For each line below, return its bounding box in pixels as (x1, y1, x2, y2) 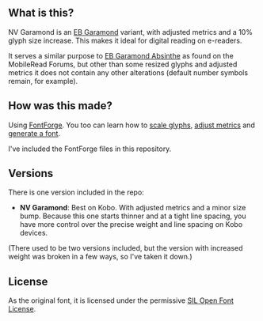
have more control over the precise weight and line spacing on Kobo (19, 220, 243, 229)
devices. (19, 228, 48, 238)
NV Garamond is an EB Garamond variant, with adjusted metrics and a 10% (8, 27, 253, 36)
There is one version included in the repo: (8, 187, 144, 197)
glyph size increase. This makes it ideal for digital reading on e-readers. (8, 36, 242, 45)
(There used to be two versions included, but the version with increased (8, 244, 243, 253)
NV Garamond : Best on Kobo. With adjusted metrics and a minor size (19, 203, 246, 213)
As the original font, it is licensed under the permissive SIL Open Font (8, 296, 234, 305)
